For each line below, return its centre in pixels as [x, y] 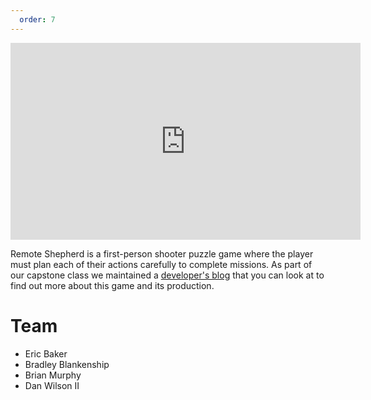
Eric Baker [46, 353]
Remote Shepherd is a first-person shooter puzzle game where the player [162, 253]
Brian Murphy [53, 375]
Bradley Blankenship [67, 364]
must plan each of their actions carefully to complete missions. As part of [161, 264]
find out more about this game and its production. [112, 285]
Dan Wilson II [52, 385]
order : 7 [37, 19]
